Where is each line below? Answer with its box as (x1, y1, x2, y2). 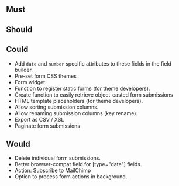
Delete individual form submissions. (14, 154, 101, 161)
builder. (14, 66, 33, 73)
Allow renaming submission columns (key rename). (14, 109, 138, 116)
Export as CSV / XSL (14, 116, 64, 123)
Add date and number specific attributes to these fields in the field (14, 60, 171, 67)
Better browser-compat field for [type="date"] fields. (14, 161, 142, 168)
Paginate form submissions (14, 122, 81, 129)
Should (6, 25, 33, 35)
